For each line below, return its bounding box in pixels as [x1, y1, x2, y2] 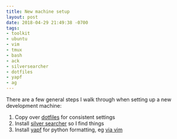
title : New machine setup [6, 8, 70, 15]
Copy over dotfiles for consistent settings [14, 114, 116, 121]
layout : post [6, 14, 38, 20]
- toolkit [6, 31, 31, 37]
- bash [6, 52, 22, 58]
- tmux [6, 47, 22, 53]
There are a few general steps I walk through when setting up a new [6, 96, 172, 103]
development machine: [6, 102, 62, 109]
